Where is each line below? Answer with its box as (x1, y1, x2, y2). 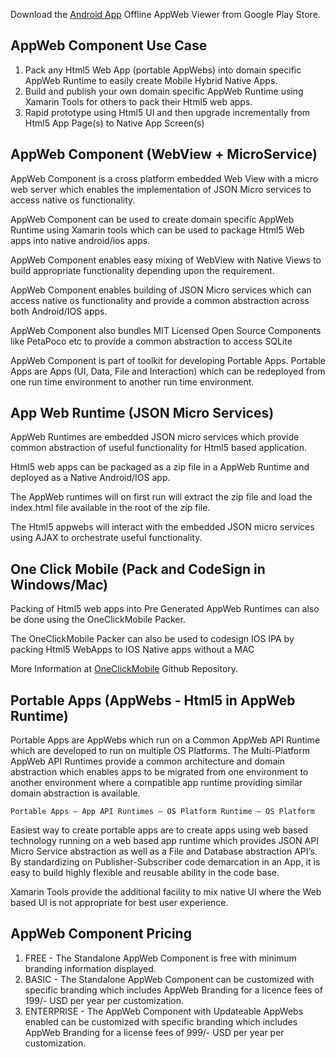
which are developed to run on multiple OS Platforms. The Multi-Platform (10, 745, 310, 757)
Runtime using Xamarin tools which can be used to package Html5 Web (10, 224, 305, 236)
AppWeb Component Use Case (10, 37, 208, 54)
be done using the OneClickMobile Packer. (10, 614, 186, 626)
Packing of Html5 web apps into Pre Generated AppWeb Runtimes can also (10, 603, 320, 615)
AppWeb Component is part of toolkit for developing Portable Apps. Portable (10, 354, 326, 366)
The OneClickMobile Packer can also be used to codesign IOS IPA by (10, 633, 295, 645)
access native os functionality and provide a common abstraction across (10, 294, 310, 306)
